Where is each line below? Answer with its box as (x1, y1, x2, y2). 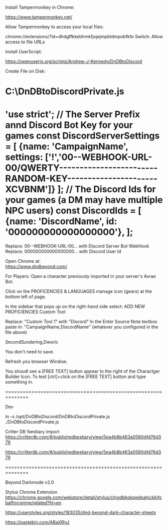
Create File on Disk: (5, 68, 46, 74)
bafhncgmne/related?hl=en (5, 500, 62, 506)
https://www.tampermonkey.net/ (5, 14, 73, 20)
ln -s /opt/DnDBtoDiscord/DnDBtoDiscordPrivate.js (5, 414, 110, 420)
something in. (5, 379, 34, 385)
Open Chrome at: (5, 258, 41, 264)
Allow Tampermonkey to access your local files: (5, 24, 104, 30)
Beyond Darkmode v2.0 (5, 479, 54, 485)
